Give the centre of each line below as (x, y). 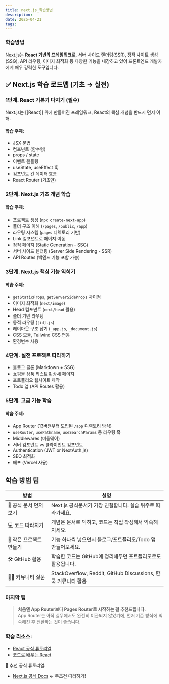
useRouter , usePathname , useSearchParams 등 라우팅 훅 (66, 432)
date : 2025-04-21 (23, 19)
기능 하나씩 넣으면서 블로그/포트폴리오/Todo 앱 (103, 539)
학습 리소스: (19, 637)
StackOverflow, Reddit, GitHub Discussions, (103, 573)
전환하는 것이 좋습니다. (59, 622)
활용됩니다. (64, 564)
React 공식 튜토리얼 (32, 648)
